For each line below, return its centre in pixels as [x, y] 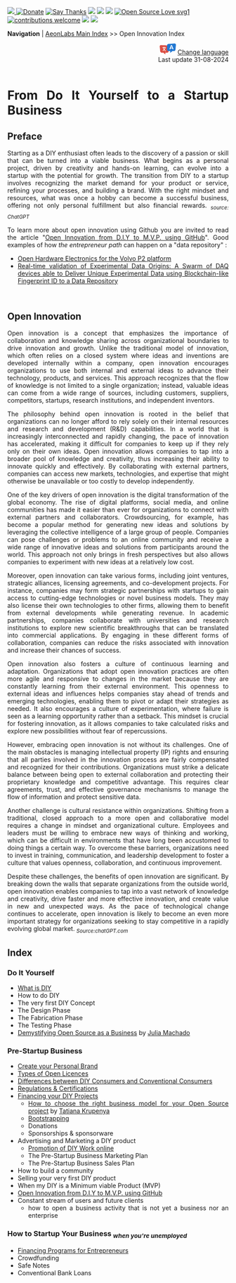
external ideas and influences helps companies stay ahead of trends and [118, 694]
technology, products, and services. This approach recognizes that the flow [118, 378]
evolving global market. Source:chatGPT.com [68, 930]
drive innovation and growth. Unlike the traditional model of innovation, [118, 349]
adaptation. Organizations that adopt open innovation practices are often [118, 672]
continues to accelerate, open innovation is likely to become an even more [118, 914]
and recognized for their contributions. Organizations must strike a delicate [118, 767]
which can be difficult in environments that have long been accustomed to [118, 840]
